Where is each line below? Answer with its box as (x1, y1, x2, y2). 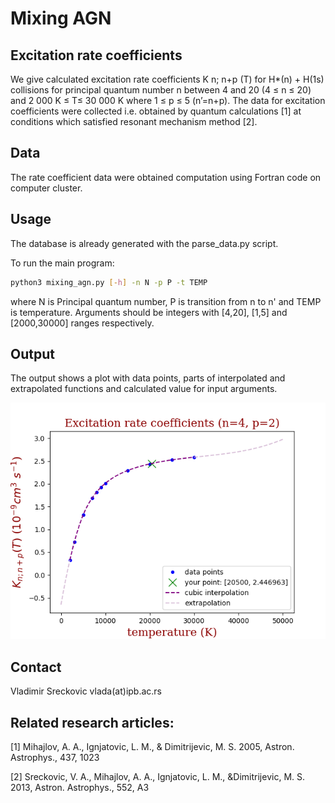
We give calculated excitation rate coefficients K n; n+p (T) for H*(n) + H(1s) (10, 73, 325, 85)
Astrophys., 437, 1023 (10, 751, 100, 763)
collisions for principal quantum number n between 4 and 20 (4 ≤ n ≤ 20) (10, 84, 312, 96)
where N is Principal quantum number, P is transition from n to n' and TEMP (10, 295, 322, 307)
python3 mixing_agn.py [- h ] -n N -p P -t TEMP (10, 277, 208, 287)
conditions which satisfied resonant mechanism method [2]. (10, 116, 258, 127)
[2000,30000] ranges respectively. (10, 317, 155, 329)
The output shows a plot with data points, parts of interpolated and (10, 372, 286, 384)
